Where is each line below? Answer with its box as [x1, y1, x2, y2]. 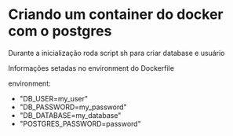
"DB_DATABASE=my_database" [19, 110, 122, 119]
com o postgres [8, 22, 112, 40]
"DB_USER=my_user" [19, 94, 89, 103]
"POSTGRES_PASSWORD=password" [19, 119, 141, 128]
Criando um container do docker [8, 6, 224, 24]
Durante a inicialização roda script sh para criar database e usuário [8, 48, 225, 57]
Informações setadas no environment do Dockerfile [8, 63, 175, 72]
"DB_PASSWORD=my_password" [19, 102, 127, 112]
